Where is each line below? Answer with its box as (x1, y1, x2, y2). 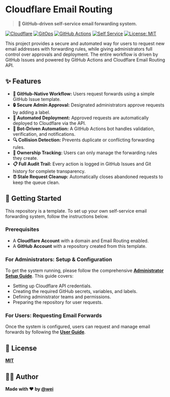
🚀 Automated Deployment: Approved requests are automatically (12, 114, 149, 121)
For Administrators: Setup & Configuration (5, 256, 112, 263)
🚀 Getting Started (5, 194, 62, 203)
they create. (12, 155, 38, 161)
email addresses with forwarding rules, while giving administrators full (5, 46, 153, 52)
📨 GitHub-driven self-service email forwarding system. (17, 20, 137, 27)
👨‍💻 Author (5, 372, 39, 381)
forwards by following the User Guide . (5, 329, 86, 335)
